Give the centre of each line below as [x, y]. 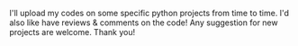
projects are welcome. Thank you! [72, 32]
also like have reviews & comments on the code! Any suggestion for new [144, 23]
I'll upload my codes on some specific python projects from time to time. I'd [149, 13]
